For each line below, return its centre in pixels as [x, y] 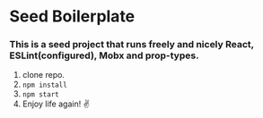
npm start [41, 95]
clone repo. [44, 75]
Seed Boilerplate [72, 17]
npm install [44, 85]
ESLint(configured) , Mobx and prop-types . [104, 55]
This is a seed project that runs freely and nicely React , [131, 45]
